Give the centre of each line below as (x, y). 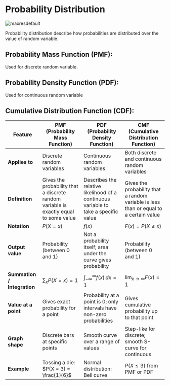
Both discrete (141, 153)
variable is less (142, 202)
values (91, 348)
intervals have (100, 308)
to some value (59, 218)
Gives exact (56, 302)
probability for (59, 308)
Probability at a (101, 295)
